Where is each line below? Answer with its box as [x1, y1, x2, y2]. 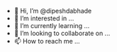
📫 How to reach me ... [13, 37, 80, 45]
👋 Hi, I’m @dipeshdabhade [13, 7, 92, 15]
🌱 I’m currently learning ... [13, 22, 90, 30]
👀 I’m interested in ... [13, 14, 74, 22]
